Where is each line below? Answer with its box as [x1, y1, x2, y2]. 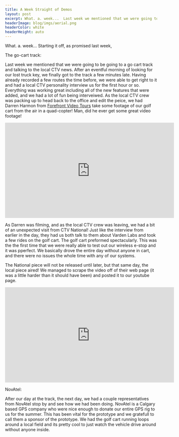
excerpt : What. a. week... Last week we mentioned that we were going [5, 16, 152, 21]
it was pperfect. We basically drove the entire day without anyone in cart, [5, 248, 151, 253]
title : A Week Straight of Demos [5, 7, 72, 12]
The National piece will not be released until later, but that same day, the [5, 262, 149, 268]
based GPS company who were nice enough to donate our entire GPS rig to [5, 406, 155, 412]
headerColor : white [5, 25, 44, 30]
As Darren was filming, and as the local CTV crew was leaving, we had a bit [5, 222, 155, 227]
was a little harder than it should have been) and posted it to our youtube [5, 272, 150, 278]
